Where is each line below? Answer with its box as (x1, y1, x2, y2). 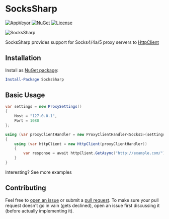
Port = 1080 (14, 118, 39, 123)
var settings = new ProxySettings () (5, 104, 82, 109)
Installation (5, 54, 41, 62)
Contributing (5, 184, 46, 192)
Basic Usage (5, 91, 45, 100)
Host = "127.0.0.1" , (14, 114, 57, 119)
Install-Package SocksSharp (5, 77, 64, 82)
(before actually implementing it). (5, 207, 74, 214)
